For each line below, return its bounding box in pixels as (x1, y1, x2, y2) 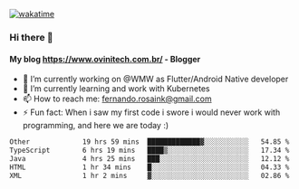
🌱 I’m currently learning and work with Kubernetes (22, 83, 210, 94)
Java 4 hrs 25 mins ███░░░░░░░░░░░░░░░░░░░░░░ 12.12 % (9, 154, 290, 163)
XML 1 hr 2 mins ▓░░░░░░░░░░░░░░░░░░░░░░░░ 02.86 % (9, 171, 290, 180)
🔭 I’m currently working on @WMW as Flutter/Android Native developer (22, 73, 289, 85)
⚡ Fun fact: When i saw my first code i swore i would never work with (22, 107, 281, 118)
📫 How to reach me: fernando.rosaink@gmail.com (22, 93, 212, 104)
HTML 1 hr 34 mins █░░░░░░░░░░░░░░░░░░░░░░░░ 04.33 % (9, 163, 290, 172)
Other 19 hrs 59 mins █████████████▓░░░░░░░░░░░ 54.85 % (9, 137, 290, 146)
